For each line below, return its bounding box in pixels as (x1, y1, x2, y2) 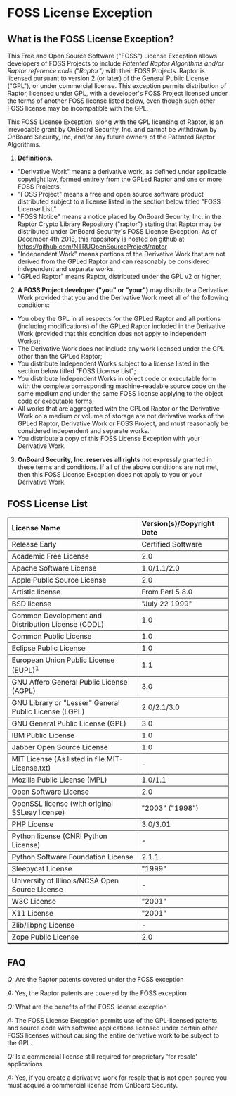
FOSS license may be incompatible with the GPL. (7, 104, 149, 112)
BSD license (11, 599, 52, 609)
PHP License (11, 819, 54, 829)
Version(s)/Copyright (141, 518, 215, 528)
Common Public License (11, 631, 92, 641)
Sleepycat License (11, 864, 72, 874)
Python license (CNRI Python (11, 831, 107, 841)
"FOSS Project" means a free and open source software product (17, 190, 204, 198)
